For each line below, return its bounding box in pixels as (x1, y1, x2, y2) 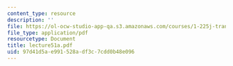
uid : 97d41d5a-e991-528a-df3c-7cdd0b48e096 (7, 49, 135, 56)
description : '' (7, 16, 54, 23)
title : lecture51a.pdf (7, 42, 73, 49)
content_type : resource (7, 10, 76, 17)
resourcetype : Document (7, 36, 76, 43)
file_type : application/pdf (7, 29, 89, 36)
